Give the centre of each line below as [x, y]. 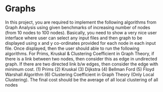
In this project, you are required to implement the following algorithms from [81, 22]
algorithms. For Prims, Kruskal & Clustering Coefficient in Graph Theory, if [80, 53]
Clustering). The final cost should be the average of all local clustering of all [82, 80]
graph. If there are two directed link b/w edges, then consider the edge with [82, 64]
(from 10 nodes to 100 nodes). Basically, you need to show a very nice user [81, 32]
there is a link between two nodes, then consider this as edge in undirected [81, 59]
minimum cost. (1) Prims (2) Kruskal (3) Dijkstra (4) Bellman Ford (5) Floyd [80, 69]
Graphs [20, 9]
